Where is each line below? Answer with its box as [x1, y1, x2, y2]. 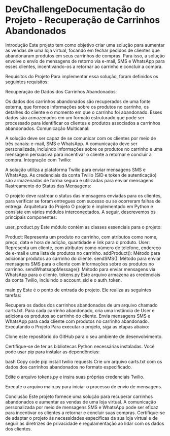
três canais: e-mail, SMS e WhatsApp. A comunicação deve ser [5, 141, 138, 147]
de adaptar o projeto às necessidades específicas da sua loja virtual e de [5, 415, 158, 421]
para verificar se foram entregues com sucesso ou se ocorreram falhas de [5, 198, 161, 204]
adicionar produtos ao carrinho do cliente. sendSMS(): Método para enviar [5, 255, 161, 261]
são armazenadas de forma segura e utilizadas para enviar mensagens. [5, 177, 155, 183]
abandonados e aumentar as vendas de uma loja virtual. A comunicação [5, 398, 156, 405]
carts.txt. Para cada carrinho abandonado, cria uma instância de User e [5, 307, 155, 313]
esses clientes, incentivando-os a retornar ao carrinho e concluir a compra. [5, 63, 163, 70]
